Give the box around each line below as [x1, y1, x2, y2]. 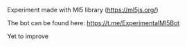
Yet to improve [7, 32, 49, 40]
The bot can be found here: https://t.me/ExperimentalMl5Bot [7, 19, 180, 27]
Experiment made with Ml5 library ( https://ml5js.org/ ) [7, 6, 159, 14]
